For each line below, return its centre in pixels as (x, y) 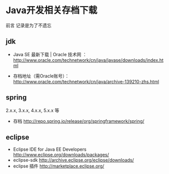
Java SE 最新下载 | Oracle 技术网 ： (50, 54)
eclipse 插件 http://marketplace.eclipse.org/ (58, 166)
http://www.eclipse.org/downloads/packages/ (61, 155)
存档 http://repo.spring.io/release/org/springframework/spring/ (79, 121)
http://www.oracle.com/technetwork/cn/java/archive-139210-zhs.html (86, 81)
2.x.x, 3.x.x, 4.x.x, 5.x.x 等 (33, 110)
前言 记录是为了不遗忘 (29, 25)
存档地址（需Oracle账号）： (41, 76)
